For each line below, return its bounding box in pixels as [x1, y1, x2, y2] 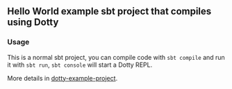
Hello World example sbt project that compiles [7, 6, 212, 17]
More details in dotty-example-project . [7, 74, 118, 82]
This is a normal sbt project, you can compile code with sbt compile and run [7, 53, 226, 61]
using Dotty [7, 17, 59, 29]
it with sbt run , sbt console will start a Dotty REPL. [7, 60, 153, 69]
